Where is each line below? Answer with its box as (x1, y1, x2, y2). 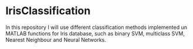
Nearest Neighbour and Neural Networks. (5, 36, 107, 43)
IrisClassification (5, 4, 91, 18)
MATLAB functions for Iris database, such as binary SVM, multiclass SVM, (5, 30, 185, 37)
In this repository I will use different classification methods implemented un (5, 24, 188, 31)
